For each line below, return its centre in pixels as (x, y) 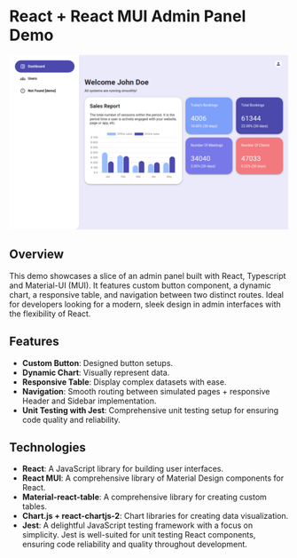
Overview (37, 255)
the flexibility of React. (50, 314)
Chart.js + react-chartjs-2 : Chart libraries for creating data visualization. (155, 516)
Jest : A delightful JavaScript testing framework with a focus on (137, 525)
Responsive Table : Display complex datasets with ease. (124, 382)
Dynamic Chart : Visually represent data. (96, 372)
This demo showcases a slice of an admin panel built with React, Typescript (148, 275)
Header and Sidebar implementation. (89, 401)
